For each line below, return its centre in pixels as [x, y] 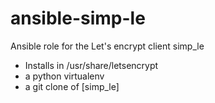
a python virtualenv [64, 76]
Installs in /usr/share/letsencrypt [91, 65]
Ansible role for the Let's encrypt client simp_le [107, 46]
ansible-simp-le [78, 18]
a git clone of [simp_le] [72, 86]
